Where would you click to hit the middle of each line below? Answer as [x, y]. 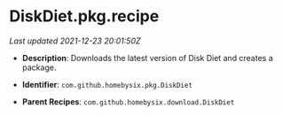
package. [39, 67]
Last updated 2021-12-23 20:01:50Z [75, 41]
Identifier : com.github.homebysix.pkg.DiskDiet [107, 84]
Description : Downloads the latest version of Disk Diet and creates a [147, 58]
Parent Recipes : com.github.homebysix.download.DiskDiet [128, 101]
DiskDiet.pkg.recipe [84, 16]
